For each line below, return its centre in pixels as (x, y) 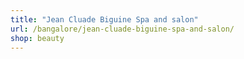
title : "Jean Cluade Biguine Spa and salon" (104, 19)
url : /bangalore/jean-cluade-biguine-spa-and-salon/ (122, 29)
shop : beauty (37, 38)
